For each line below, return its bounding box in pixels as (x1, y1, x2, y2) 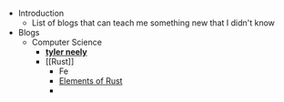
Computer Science (31, 36, 103, 47)
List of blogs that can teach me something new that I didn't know (31, 17, 276, 28)
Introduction (17, 8, 65, 18)
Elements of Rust (58, 76, 123, 86)
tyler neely (45, 46, 88, 57)
